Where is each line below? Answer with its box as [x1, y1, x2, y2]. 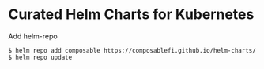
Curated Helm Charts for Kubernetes [8, 5, 255, 24]
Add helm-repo [8, 31, 58, 41]
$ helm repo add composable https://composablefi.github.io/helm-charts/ [8, 46, 257, 54]
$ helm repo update [8, 53, 73, 61]
